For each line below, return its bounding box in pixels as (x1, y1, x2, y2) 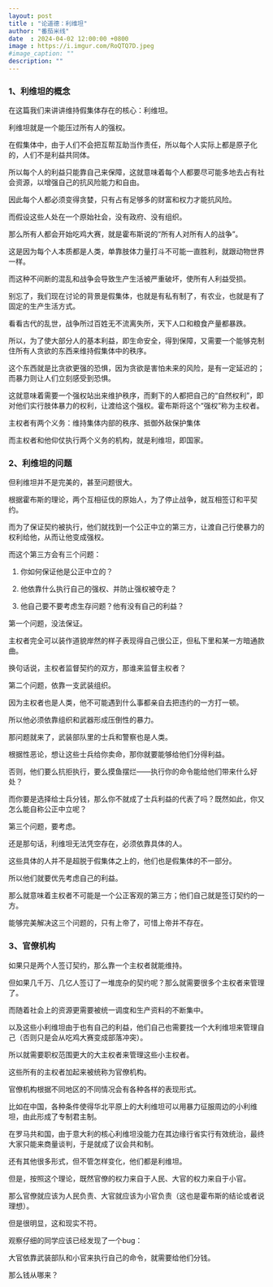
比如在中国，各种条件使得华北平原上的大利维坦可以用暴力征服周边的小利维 (8, 1101, 258, 1111)
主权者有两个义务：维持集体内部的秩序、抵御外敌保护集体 (8, 418, 201, 428)
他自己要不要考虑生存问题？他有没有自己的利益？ (19, 602, 184, 611)
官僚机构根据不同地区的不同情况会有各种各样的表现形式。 (8, 1084, 201, 1094)
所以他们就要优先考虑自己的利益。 (8, 874, 123, 883)
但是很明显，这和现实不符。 (8, 1218, 102, 1228)
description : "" (8, 58, 63, 66)
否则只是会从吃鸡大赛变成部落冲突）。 (22, 1032, 148, 1042)
